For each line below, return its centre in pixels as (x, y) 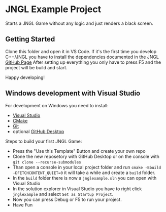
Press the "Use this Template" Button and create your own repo (79, 151)
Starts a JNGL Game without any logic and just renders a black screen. (79, 23)
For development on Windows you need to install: (57, 105)
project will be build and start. (36, 67)
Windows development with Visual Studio (73, 93)
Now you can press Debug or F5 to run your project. (67, 199)
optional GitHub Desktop (38, 131)
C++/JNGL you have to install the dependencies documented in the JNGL (82, 57)
